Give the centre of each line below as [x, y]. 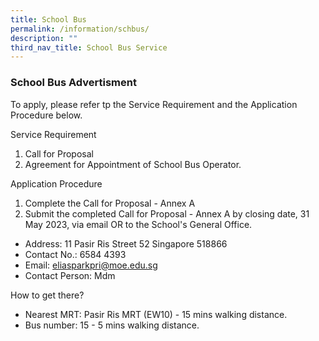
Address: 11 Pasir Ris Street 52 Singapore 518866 [126, 243]
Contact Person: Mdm [70, 275]
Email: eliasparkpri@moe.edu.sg [91, 265]
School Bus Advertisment [73, 83]
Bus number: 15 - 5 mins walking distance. [112, 325]
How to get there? [47, 295]
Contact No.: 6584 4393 [75, 254]
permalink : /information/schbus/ [80, 29]
